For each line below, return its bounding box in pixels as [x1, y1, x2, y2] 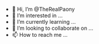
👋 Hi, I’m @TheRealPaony [11, 6, 75, 12]
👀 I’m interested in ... [11, 12, 63, 19]
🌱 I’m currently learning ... [11, 18, 76, 25]
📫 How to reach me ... [11, 32, 68, 38]
